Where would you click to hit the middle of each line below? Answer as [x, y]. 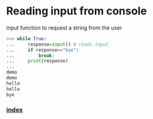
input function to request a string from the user [64, 28]
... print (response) [37, 61]
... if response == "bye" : [43, 50]
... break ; [31, 55]
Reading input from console [76, 11]
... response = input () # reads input [58, 44]
